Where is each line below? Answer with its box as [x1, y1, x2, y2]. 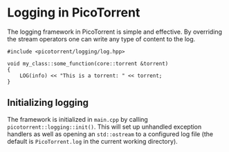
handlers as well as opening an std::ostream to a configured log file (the [7, 129, 213, 138]
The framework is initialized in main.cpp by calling [7, 115, 149, 123]
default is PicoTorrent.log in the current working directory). [7, 137, 178, 145]
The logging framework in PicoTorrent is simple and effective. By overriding [7, 28, 223, 36]
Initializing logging [7, 97, 89, 109]
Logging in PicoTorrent [7, 5, 140, 21]
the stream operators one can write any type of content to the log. [7, 34, 196, 43]
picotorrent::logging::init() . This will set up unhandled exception [7, 122, 202, 131]
